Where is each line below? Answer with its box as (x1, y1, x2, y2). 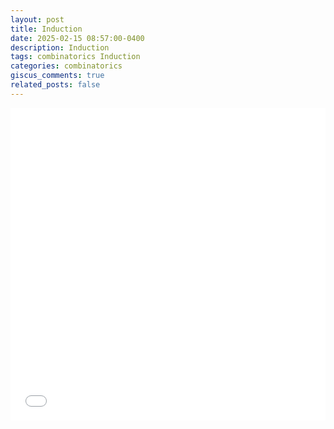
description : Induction (10, 42, 110, 53)
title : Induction (10, 24, 83, 34)
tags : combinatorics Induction (10, 52, 141, 62)
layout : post (10, 14, 65, 25)
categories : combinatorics (10, 61, 123, 71)
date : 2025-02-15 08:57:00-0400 (10, 33, 145, 43)
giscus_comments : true (10, 71, 105, 81)
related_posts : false (10, 80, 101, 90)
